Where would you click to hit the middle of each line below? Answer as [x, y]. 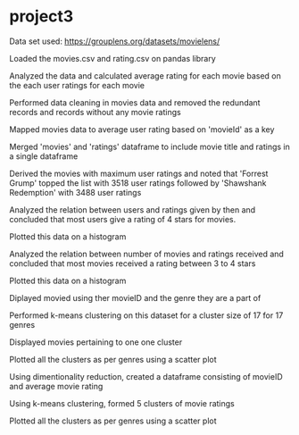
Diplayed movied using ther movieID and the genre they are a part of [135, 297]
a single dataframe [44, 156]
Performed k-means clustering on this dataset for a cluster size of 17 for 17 [146, 315]
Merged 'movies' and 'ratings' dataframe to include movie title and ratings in [149, 146]
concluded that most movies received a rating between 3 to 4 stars [133, 263]
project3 [42, 17]
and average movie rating [56, 386]
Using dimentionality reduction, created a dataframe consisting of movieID [146, 376]
